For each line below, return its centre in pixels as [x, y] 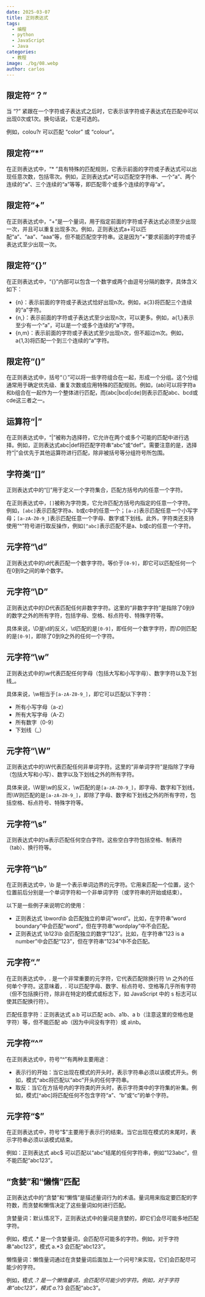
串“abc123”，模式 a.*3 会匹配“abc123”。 [57, 1247]
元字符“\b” [27, 868]
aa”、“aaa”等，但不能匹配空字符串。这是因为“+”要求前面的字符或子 [112, 236]
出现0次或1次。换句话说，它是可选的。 [55, 119]
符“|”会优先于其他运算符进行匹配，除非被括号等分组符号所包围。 [87, 453]
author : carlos [26, 69]
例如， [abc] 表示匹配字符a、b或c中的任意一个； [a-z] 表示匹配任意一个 [94, 511]
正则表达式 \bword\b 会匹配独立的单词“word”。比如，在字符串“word [100, 918]
